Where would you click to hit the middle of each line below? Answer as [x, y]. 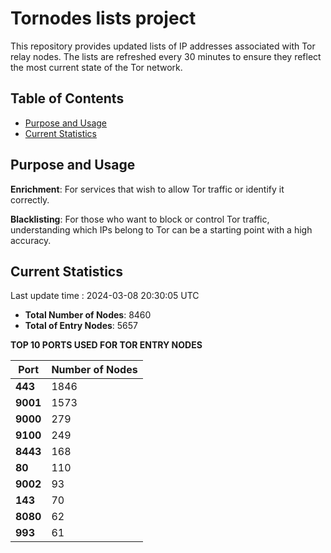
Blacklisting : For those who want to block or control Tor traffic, [140, 219]
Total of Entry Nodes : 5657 [81, 326]
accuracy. [31, 240]
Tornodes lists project [103, 18]
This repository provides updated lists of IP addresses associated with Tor [163, 46]
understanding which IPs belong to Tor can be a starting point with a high [161, 229]
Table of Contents [67, 98]
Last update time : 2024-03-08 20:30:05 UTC [105, 296]
